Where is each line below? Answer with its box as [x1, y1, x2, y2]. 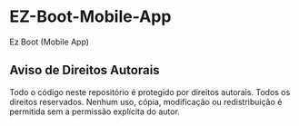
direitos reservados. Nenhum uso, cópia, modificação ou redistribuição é [9, 96, 283, 107]
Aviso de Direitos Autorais [9, 63, 161, 78]
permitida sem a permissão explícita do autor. [9, 106, 180, 117]
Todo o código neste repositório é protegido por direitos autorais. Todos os [9, 86, 291, 97]
